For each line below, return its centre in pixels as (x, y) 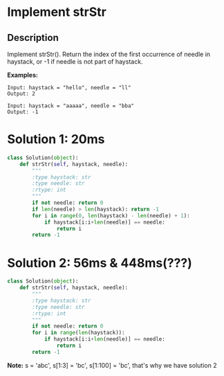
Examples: (22, 75)
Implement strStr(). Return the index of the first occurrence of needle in (109, 54)
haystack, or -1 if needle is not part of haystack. (75, 62)
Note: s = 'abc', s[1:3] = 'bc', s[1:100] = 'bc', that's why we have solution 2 (112, 365)
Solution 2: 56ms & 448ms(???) (100, 263)
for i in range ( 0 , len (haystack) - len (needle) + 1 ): (111, 215)
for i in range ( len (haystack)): (79, 333)
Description (33, 38)
